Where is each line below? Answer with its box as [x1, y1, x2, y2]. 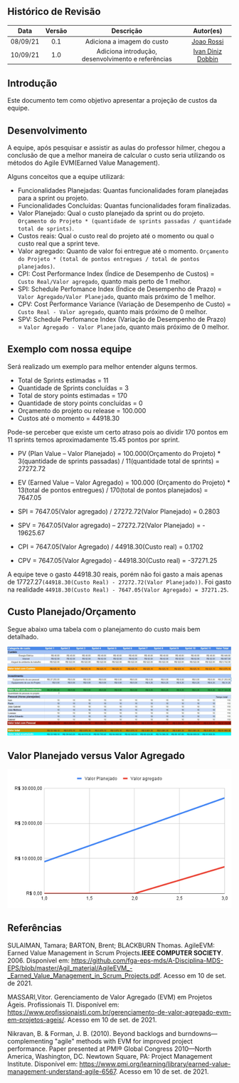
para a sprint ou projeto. [17, 193, 89, 202]
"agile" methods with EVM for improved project [54, 1037, 193, 1045]
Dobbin [196, 54, 218, 63]
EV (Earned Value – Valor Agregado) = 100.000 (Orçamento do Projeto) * [17, 478, 230, 487]
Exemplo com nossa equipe [7, 343, 132, 355]
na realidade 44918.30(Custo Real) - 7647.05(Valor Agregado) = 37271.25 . [7, 585, 229, 594]
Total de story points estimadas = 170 [17, 391, 128, 400]
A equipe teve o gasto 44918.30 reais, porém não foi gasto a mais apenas [7, 570, 223, 579]
